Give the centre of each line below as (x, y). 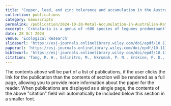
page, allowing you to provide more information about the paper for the (80, 83)
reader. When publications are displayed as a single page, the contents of (82, 88)
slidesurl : (17, 43)
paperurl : (16, 48)
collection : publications (33, 15)
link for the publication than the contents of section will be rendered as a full (85, 77)
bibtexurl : (17, 52)
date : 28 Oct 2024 (25, 34)
